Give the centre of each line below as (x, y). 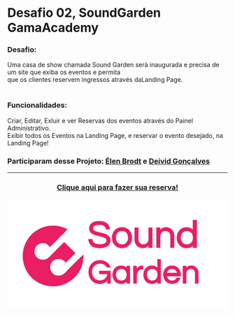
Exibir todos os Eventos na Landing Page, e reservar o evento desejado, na (115, 135)
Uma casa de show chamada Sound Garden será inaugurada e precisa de (113, 65)
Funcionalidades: (37, 105)
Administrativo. (29, 128)
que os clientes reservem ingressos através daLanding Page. (95, 80)
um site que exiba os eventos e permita (64, 72)
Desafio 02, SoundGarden (84, 13)
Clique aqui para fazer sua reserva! (117, 187)
